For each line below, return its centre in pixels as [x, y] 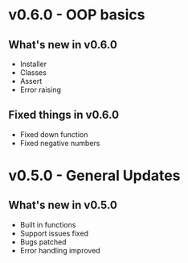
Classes [33, 73]
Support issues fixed [54, 233]
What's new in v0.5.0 [63, 205]
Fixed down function [54, 134]
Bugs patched [43, 242]
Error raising [41, 90]
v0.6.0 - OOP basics [77, 15]
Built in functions [48, 224]
